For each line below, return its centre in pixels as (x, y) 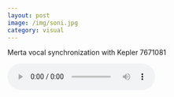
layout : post (29, 15)
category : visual (36, 30)
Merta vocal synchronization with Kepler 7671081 (87, 53)
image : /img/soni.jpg (43, 23)
